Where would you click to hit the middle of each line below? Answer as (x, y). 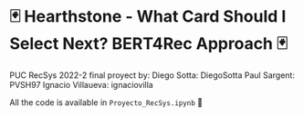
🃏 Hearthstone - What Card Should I (148, 17)
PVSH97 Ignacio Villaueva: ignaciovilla (81, 84)
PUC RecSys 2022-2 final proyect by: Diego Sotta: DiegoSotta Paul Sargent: (152, 75)
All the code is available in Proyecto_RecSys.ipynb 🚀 (106, 102)
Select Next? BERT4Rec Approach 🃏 (148, 44)
